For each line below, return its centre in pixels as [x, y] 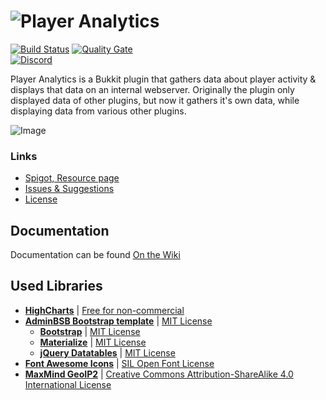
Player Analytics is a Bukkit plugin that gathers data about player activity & [163, 79]
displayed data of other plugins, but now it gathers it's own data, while [155, 100]
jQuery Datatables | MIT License [107, 352]
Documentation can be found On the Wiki [95, 255]
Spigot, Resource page [72, 178]
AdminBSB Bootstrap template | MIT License [118, 321]
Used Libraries [56, 286]
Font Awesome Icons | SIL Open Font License [119, 363]
